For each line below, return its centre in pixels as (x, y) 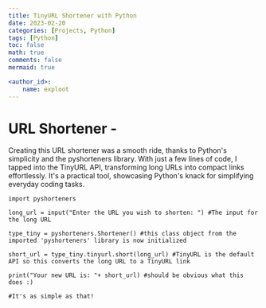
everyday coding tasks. (47, 185)
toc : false (26, 45)
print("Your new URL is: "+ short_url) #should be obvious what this (126, 275)
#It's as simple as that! (51, 296)
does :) (21, 283)
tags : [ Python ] (33, 38)
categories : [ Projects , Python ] (62, 30)
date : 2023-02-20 (37, 23)
